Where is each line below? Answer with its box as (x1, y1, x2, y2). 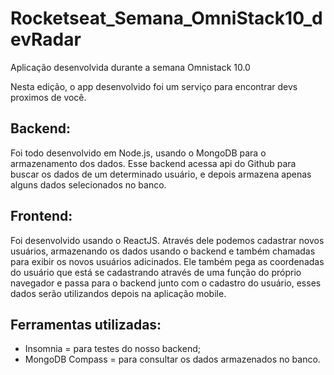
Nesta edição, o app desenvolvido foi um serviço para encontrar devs (10, 80, 298, 92)
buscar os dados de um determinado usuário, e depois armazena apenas (10, 168, 312, 180)
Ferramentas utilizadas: (10, 316, 162, 333)
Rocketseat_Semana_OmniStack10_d (10, 7, 323, 30)
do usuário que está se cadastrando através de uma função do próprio (10, 266, 302, 278)
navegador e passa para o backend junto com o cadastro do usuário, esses (10, 277, 322, 289)
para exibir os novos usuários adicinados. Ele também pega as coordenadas (10, 255, 325, 267)
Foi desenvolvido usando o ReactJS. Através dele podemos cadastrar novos (10, 234, 325, 246)
